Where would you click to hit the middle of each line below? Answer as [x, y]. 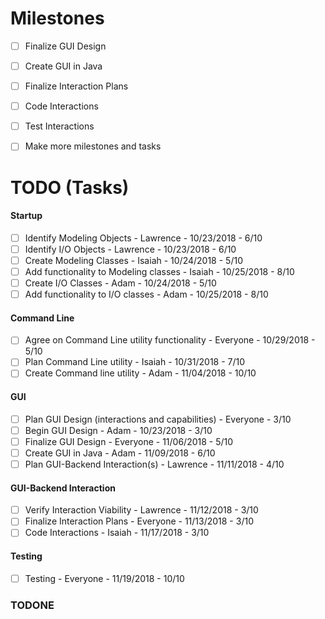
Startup [26, 216]
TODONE [32, 605]
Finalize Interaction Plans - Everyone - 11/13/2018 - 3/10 [139, 521]
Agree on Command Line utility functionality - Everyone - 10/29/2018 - [170, 340]
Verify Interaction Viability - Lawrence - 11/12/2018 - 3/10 [141, 510]
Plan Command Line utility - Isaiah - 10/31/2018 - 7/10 [135, 362]
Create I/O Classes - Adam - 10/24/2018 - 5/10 [120, 283]
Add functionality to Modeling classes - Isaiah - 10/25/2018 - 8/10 [159, 271]
